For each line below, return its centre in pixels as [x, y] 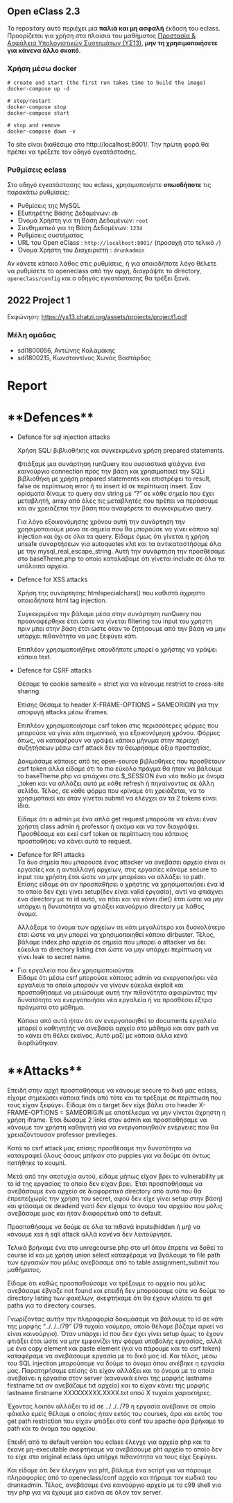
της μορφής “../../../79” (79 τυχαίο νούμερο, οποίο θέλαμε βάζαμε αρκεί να [115, 1326]
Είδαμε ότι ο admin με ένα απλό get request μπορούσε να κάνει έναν [117, 819]
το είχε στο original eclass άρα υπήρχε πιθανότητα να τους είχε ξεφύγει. [112, 1456]
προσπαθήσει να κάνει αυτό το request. [75, 841]
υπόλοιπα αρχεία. [43, 565]
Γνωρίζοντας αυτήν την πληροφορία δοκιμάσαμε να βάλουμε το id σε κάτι [115, 1319]
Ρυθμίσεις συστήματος [50, 235]
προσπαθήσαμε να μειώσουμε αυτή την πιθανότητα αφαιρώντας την [117, 992]
